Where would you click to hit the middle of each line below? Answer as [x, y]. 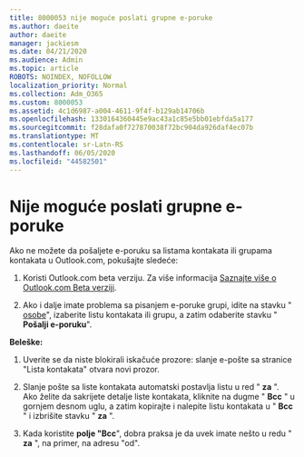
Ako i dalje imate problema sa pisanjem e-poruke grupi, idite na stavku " [157, 305]
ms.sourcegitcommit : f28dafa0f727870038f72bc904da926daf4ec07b [132, 128]
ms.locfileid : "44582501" [58, 161]
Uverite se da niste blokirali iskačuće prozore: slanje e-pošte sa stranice [157, 360]
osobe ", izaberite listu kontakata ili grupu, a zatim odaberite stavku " [150, 315]
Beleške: [26, 343]
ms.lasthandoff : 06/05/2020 [63, 153]
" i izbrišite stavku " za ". [69, 416]
